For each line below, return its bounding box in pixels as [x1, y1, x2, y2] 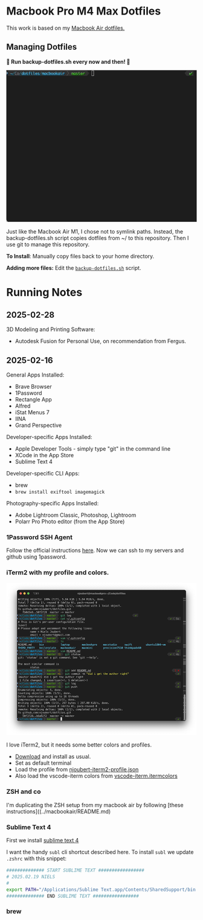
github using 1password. [6, 553, 67, 560]
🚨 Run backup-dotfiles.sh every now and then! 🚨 [6, 58, 130, 65]
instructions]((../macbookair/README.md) [6, 808, 111, 815]
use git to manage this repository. [6, 241, 90, 248]
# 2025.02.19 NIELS [6, 873, 56, 880]
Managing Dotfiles [6, 42, 77, 52]
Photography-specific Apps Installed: [6, 500, 99, 507]
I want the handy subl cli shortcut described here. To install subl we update [6, 848, 194, 856]
